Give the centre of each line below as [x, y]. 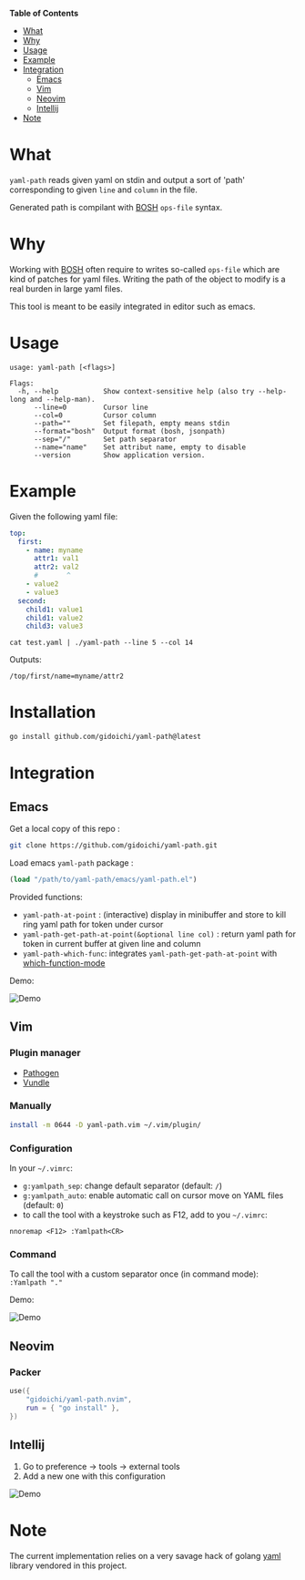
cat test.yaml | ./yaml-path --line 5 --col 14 [102, 643]
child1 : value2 [55, 618]
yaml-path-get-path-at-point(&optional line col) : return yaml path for [159, 934]
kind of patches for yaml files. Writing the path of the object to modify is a [147, 279]
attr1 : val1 [56, 559]
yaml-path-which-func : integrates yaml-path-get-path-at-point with [150, 953]
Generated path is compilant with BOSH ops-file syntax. [116, 207]
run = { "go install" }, [73, 1408]
